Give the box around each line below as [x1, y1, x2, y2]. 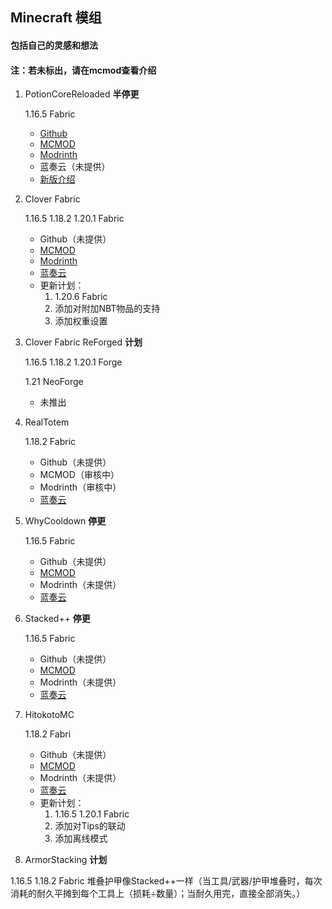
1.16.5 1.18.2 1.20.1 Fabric [24, 213, 125, 225]
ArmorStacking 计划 [24, 854, 108, 866]
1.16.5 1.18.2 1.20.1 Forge [24, 356, 123, 368]
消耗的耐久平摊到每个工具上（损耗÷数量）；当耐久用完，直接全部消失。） [10, 888, 306, 900]
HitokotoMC [24, 709, 75, 721]
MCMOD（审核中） [39, 469, 120, 481]
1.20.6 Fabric [54, 291, 108, 303]
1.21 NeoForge [24, 376, 84, 388]
